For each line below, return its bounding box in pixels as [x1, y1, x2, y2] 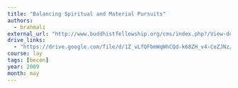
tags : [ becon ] [7, 57, 50, 64]
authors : [7, 17, 33, 24]
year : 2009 [7, 63, 40, 70]
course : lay [7, 50, 42, 57]
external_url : [7, 30, 50, 38]
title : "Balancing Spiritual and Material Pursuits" [7, 10, 166, 18]
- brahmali [13, 23, 46, 31]
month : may [7, 70, 40, 77]
